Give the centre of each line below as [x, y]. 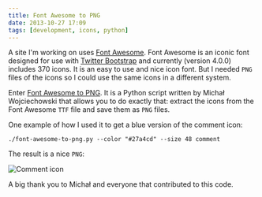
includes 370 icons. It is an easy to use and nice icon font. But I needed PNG [130, 69]
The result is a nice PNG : [47, 154]
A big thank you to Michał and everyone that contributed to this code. [121, 184]
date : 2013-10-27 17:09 [47, 23]
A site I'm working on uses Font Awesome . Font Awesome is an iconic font [129, 53]
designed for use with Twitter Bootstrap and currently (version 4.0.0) [120, 61]
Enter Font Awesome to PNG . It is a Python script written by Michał [116, 93]
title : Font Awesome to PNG [54, 15]
